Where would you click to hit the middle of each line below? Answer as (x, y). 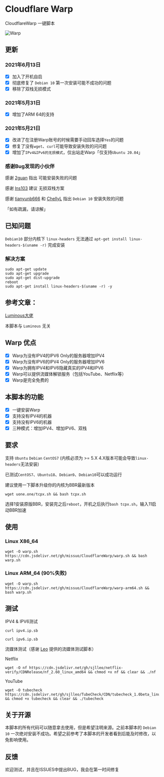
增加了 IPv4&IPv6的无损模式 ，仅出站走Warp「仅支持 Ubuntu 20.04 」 (77, 152)
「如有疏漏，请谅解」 (26, 209)
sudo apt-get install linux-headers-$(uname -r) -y (59, 286)
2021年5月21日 (23, 129)
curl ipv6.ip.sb (21, 639)
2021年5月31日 (23, 103)
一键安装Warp (26, 410)
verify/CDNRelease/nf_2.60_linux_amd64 (46, 672)
